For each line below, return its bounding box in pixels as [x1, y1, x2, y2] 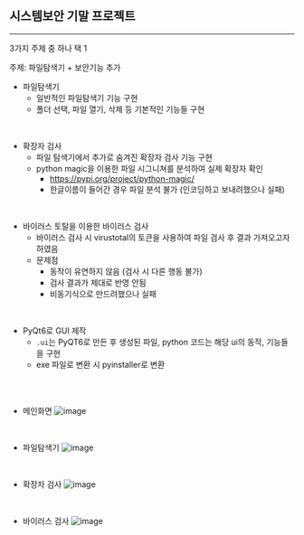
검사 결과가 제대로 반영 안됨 [49, 277, 147, 287]
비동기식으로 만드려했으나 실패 [49, 288, 157, 299]
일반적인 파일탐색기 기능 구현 [35, 92, 138, 103]
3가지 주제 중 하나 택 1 [9, 42, 88, 53]
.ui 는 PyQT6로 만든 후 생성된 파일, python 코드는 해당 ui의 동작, [35, 336, 265, 347]
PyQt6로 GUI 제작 [22, 324, 87, 336]
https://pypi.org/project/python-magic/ [49, 173, 195, 183]
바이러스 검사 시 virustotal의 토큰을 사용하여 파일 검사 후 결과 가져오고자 [35, 231, 290, 242]
